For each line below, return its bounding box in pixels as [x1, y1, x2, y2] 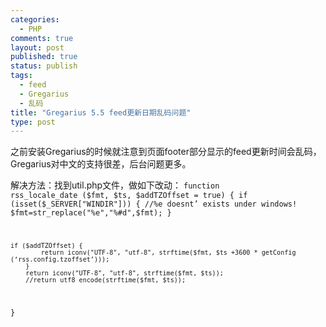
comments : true [10, 33, 74, 43]
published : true [10, 52, 78, 62]
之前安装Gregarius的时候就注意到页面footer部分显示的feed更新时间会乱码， [10, 146, 322, 158]
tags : [10, 71, 33, 81]
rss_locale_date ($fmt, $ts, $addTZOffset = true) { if [10, 191, 248, 201]
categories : [10, 14, 60, 25]
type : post [10, 117, 56, 127]
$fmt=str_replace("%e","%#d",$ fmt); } [10, 208, 172, 218]
